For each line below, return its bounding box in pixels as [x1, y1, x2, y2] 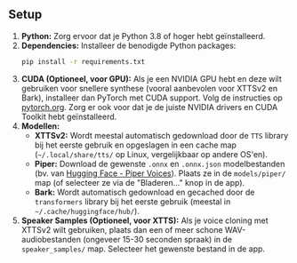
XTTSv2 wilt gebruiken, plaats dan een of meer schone [20, 224, 223, 235]
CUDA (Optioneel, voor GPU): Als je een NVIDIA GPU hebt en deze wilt [20, 73, 282, 84]
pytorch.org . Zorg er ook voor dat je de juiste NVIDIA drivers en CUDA [20, 101, 278, 112]
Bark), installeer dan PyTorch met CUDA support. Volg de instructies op [20, 92, 284, 103]
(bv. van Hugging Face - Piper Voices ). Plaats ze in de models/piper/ [34, 168, 286, 179]
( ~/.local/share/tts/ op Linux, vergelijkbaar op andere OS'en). [34, 148, 269, 159]
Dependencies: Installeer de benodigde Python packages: [20, 40, 237, 51]
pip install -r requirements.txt [20, 57, 146, 66]
